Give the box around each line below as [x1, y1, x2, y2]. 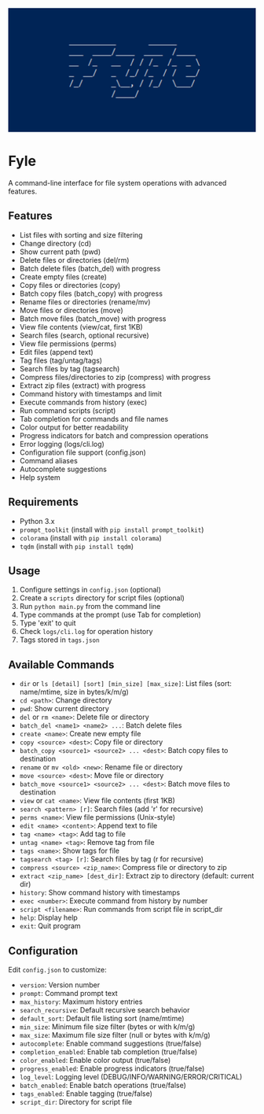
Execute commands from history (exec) [19, 397, 148, 407]
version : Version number [19, 980, 101, 990]
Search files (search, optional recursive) [19, 330, 149, 340]
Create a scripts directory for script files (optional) [19, 593, 185, 603]
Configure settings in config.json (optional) [19, 585, 161, 595]
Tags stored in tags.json [19, 635, 100, 644]
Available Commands [8, 658, 115, 671]
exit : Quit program [19, 921, 81, 931]
